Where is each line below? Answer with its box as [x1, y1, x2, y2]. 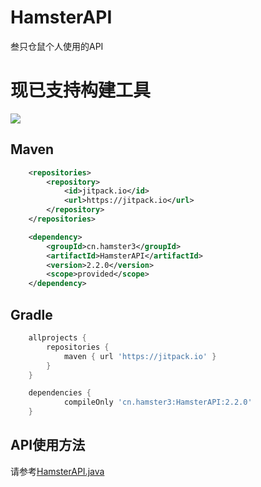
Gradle [10, 306, 53, 323]
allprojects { [28, 333, 87, 343]
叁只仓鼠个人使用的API [10, 40, 104, 52]
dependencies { [28, 388, 92, 398]
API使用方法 [10, 437, 86, 454]
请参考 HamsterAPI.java [10, 465, 105, 477]
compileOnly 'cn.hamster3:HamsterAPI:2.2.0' [63, 397, 253, 408]
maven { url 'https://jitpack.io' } [63, 351, 217, 361]
